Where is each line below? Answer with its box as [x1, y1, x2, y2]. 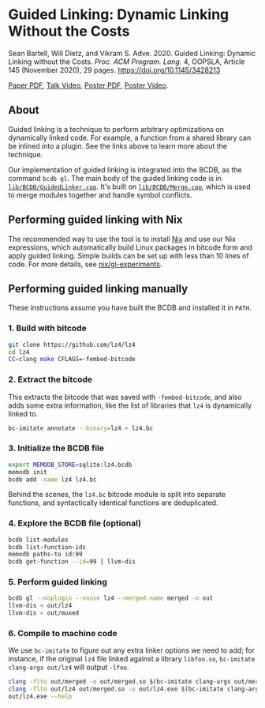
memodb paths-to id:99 [8, 551, 83, 559]
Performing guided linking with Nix [8, 213, 183, 227]
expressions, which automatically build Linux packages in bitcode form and [8, 243, 252, 252]
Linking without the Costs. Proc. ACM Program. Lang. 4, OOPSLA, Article [8, 57, 245, 66]
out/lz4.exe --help [8, 693, 73, 701]
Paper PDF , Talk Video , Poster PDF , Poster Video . [8, 81, 169, 90]
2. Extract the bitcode [8, 374, 93, 385]
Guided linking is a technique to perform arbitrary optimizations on [8, 124, 225, 134]
